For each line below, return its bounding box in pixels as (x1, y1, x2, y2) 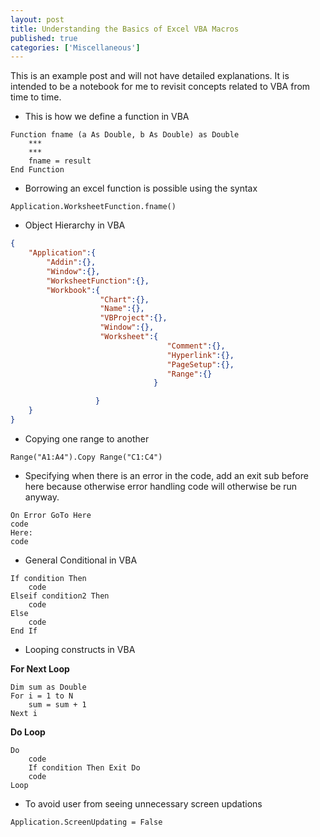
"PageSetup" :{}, (166, 359, 235, 370)
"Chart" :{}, (99, 294, 150, 305)
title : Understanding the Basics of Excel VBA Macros (10, 24, 240, 34)
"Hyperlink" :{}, (166, 350, 235, 360)
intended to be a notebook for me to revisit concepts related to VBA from (10, 81, 311, 93)
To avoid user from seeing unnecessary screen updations (24, 797, 263, 810)
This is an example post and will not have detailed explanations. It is (10, 70, 290, 82)
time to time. (10, 91, 62, 103)
